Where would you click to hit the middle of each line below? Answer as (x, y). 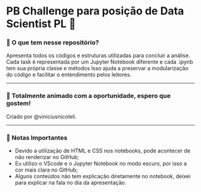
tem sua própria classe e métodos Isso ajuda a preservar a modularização (97, 68)
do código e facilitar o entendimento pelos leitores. (69, 75)
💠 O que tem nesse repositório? (53, 43)
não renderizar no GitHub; (47, 157)
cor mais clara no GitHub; (46, 170)
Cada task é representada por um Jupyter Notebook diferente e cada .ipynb (100, 62)
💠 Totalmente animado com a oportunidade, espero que (89, 96)
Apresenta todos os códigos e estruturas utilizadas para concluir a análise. (98, 56)
